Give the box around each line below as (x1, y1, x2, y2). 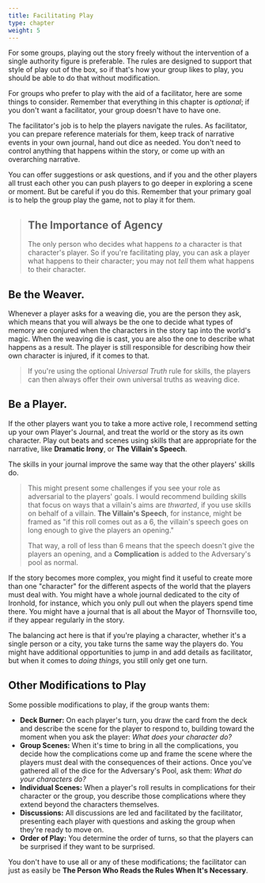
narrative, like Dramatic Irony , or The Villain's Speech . (8, 443, 187, 453)
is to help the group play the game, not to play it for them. (8, 195, 195, 205)
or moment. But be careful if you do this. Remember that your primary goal (8, 187, 252, 197)
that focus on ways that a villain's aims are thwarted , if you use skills (27, 500, 252, 509)
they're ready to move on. (19, 824, 104, 834)
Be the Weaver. (8, 287, 85, 301)
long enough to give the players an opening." (27, 525, 174, 535)
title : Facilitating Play (8, 11, 93, 20)
